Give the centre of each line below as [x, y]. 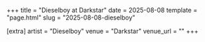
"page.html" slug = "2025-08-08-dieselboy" [71, 17]
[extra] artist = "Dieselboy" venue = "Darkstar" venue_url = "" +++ [102, 31]
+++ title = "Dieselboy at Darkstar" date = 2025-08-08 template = [102, 10]
